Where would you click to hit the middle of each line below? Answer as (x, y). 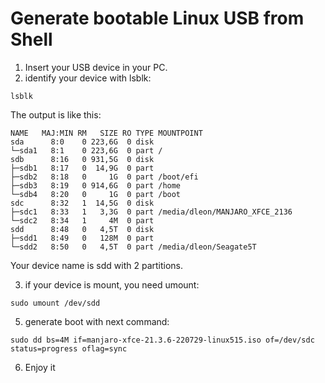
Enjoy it (40, 367)
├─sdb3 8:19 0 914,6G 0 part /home (96, 185)
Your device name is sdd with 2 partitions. (97, 265)
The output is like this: (56, 114)
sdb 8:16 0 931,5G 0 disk (82, 159)
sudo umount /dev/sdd (55, 303)
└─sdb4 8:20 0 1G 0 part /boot (96, 194)
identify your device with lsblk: (88, 78)
